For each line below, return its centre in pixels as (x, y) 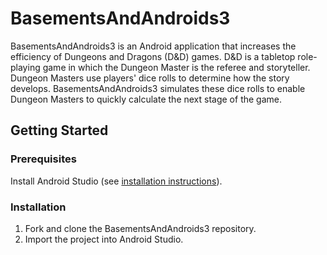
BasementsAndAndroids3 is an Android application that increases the (153, 46)
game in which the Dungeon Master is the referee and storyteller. (176, 67)
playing (25, 67)
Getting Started (59, 130)
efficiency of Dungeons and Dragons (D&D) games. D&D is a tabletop (153, 56)
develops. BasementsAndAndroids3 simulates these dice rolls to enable (158, 88)
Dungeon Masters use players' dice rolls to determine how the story (150, 78)
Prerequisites (43, 159)
